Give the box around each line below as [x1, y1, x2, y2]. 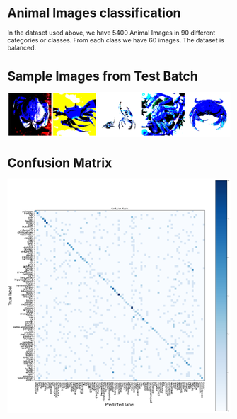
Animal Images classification [7, 5, 181, 21]
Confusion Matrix [7, 155, 112, 171]
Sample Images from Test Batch [7, 69, 198, 84]
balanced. [7, 43, 37, 52]
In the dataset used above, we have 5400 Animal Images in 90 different [7, 28, 216, 37]
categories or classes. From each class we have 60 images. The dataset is [7, 35, 225, 44]
